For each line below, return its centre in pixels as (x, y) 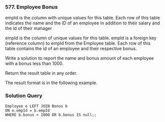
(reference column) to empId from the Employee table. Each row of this (78, 43)
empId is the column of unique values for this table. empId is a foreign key (81, 38)
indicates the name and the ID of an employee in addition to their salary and (82, 23)
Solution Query (24, 96)
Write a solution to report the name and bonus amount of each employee (80, 58)
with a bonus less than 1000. (34, 64)
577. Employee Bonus (32, 7)
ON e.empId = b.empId (28, 111)
